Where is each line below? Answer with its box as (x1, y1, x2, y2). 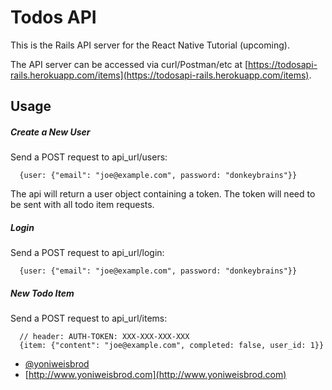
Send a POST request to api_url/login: (10, 247, 165, 259)
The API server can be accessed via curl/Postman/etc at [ (10, 58, 249, 70)
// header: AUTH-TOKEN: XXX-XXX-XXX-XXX (19, 332, 190, 342)
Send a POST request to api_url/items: (10, 312, 168, 325)
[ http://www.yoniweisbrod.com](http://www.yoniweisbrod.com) (24, 369, 287, 381)
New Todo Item (10, 287, 75, 299)
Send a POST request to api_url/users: (10, 151, 168, 163)
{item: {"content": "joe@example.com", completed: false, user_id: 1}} (19, 341, 325, 351)
